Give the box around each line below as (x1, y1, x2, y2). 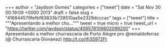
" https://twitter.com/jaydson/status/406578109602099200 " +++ (5, 25, 141, 31)
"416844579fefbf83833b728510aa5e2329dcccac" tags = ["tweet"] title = (5, 15, 159, 20)
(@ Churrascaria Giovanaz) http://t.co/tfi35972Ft (5, 36, 108, 42)
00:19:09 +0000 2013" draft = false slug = (5, 9, 93, 15)
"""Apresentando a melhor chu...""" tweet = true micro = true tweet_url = (5, 20, 157, 26)
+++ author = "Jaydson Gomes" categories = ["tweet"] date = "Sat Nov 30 (5, 4, 161, 10)
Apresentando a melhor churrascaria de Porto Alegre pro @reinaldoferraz (5, 31, 159, 36)
